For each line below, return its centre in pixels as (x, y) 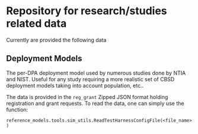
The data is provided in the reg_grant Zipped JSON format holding (87, 97)
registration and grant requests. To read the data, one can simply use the (95, 103)
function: (17, 109)
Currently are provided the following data (56, 40)
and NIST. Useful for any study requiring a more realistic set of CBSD (90, 79)
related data (36, 23)
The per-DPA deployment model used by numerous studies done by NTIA (96, 73)
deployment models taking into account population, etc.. (75, 85)
